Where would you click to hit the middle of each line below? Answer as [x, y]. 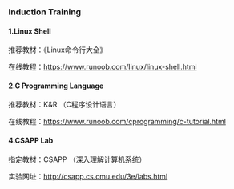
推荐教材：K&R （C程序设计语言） [65, 105]
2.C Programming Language [56, 86]
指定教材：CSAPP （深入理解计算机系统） [77, 159]
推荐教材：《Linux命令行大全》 [58, 50]
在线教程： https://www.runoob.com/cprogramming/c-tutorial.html [117, 122]
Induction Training [45, 12]
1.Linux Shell [30, 31]
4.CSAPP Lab [31, 140]
